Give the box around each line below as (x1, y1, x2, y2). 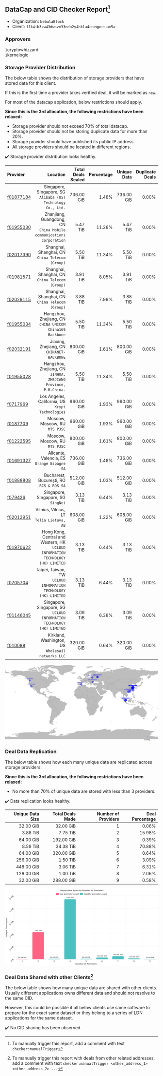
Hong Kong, (42, 529, 66, 535)
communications (34, 233, 66, 238)
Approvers (5, 36, 31, 42)
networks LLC (39, 653, 66, 658)
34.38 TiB (55, 843, 76, 849)
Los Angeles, (39, 393, 66, 399)
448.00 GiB (16, 864, 40, 869)
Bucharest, (44, 472, 66, 478)
